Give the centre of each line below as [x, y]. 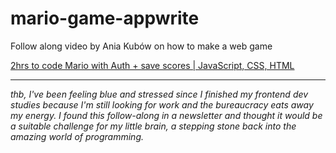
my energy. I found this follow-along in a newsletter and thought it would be [166, 115]
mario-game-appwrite [105, 18]
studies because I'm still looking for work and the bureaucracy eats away [162, 104]
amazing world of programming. [77, 136]
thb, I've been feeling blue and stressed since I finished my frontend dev [159, 94]
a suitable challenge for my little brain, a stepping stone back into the [153, 126]
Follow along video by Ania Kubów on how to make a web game [141, 46]
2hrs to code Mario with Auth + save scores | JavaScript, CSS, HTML [152, 65]
